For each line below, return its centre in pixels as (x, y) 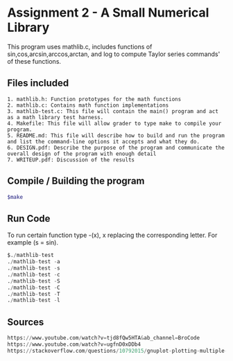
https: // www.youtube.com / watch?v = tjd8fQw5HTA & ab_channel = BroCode (103, 338)
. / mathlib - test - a (34, 262)
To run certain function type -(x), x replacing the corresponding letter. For (112, 235)
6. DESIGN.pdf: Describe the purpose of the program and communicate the (116, 148)
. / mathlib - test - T (34, 294)
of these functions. (34, 61)
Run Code (29, 219)
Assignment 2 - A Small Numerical (108, 13)
